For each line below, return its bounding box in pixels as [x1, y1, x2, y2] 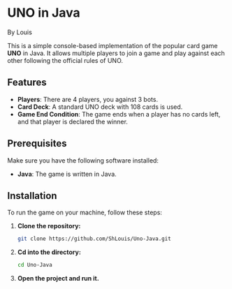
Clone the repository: [17, 222, 81, 230]
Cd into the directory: [17, 248, 82, 256]
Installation [7, 190, 57, 202]
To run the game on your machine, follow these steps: [7, 208, 163, 217]
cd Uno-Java [17, 262, 52, 269]
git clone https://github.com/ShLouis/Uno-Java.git [17, 235, 171, 242]
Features [7, 77, 47, 89]
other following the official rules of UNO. [7, 56, 124, 64]
